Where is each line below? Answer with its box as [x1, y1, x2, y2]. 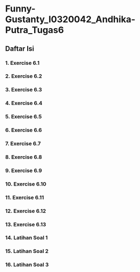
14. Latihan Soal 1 [5, 234, 48, 241]
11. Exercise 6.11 [5, 194, 44, 201]
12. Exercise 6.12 [5, 207, 46, 214]
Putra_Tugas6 [5, 25, 64, 36]
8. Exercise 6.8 [5, 154, 42, 161]
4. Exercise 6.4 [5, 100, 43, 107]
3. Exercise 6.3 [5, 86, 42, 93]
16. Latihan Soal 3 [5, 261, 49, 268]
